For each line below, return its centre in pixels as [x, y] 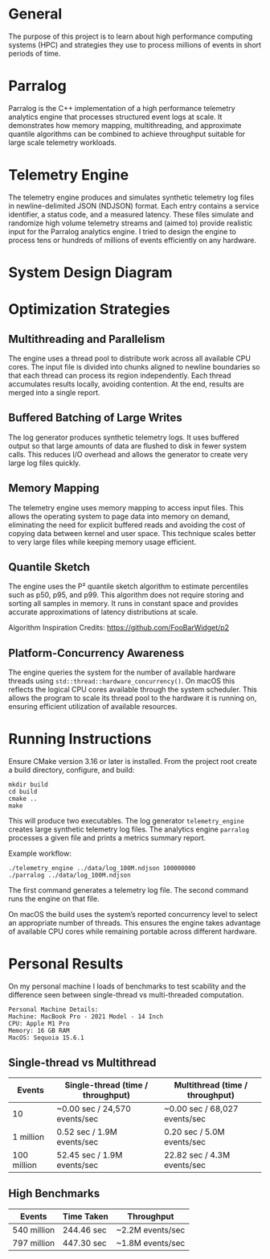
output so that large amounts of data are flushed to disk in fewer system [128, 446]
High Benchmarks [54, 1193]
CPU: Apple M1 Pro [39, 1024]
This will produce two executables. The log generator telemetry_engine [127, 821]
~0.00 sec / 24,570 [94, 1108]
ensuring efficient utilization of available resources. [93, 707]
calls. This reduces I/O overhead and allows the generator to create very [128, 454]
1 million [29, 1137]
